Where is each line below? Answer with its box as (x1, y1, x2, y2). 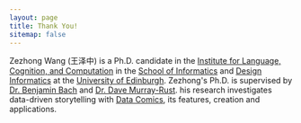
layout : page (9, 13, 58, 22)
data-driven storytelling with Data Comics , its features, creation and (9, 94, 261, 105)
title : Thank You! (9, 22, 78, 31)
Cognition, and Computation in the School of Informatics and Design (9, 66, 262, 76)
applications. (9, 104, 57, 115)
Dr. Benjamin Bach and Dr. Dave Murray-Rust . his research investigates (9, 84, 272, 95)
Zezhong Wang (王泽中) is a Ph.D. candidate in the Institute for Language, (9, 56, 281, 66)
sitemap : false (9, 30, 66, 39)
